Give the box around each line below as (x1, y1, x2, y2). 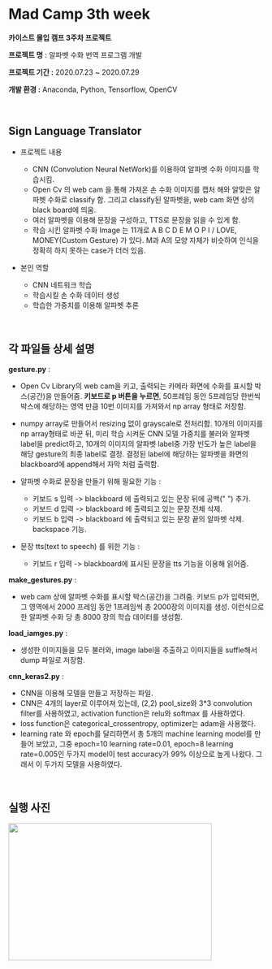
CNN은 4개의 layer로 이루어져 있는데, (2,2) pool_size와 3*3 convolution (19, 698, 253, 707)
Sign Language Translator (8, 124, 142, 138)
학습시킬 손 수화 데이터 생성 (32, 290, 119, 300)
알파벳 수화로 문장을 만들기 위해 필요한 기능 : (19, 476, 162, 486)
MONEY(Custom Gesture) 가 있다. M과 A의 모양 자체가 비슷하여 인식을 (32, 235, 260, 244)
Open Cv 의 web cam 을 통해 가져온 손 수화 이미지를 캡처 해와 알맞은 (32, 184, 253, 194)
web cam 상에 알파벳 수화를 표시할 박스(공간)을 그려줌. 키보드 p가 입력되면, (19, 591, 260, 601)
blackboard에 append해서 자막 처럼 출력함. (19, 459, 160, 469)
